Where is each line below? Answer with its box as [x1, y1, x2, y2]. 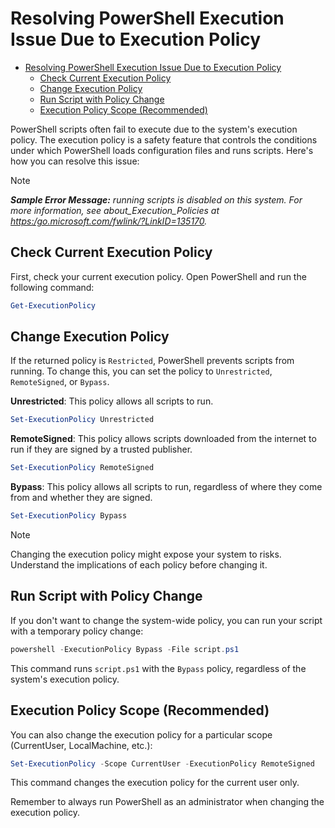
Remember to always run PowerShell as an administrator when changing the [10, 796, 325, 808]
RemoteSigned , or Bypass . [10, 376, 110, 388]
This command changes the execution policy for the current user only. [10, 777, 300, 789]
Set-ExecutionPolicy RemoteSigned [10, 463, 155, 473]
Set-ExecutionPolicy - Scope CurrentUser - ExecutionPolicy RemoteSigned [10, 758, 315, 769]
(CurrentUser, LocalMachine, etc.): [10, 739, 153, 751]
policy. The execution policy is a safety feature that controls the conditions [10, 133, 318, 146]
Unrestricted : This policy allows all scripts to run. [10, 395, 214, 407]
